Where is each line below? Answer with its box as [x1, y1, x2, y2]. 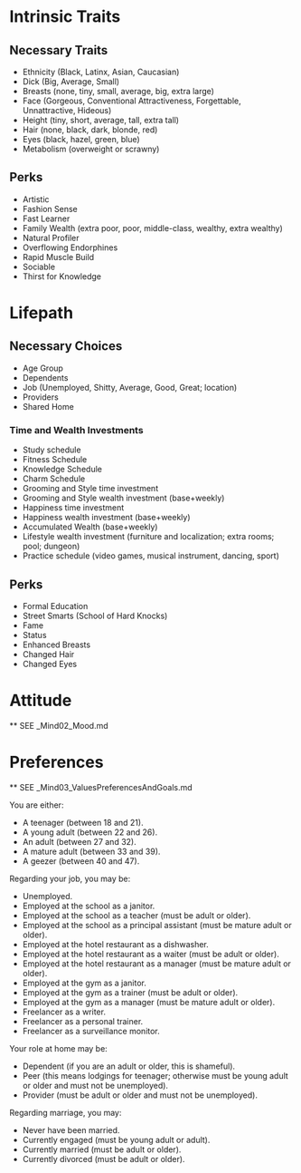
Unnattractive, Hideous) [22, 105, 112, 115]
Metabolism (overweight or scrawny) [22, 143, 160, 154]
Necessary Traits [9, 43, 108, 58]
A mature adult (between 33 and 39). [22, 846, 161, 857]
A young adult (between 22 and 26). [22, 827, 158, 838]
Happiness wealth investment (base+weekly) [22, 512, 192, 523]
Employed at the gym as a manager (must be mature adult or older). [22, 996, 276, 1007]
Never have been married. [22, 1124, 120, 1135]
